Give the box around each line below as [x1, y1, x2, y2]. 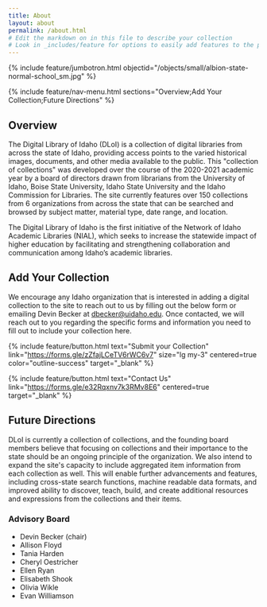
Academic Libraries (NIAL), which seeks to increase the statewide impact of [8, 231, 257, 240]
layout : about [8, 19, 56, 27]
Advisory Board [8, 514, 70, 525]
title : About [8, 11, 52, 20]
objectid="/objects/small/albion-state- [122, 63, 249, 72]
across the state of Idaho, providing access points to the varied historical [8, 148, 247, 158]
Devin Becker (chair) [19, 531, 87, 541]
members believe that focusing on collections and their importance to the [8, 443, 249, 453]
